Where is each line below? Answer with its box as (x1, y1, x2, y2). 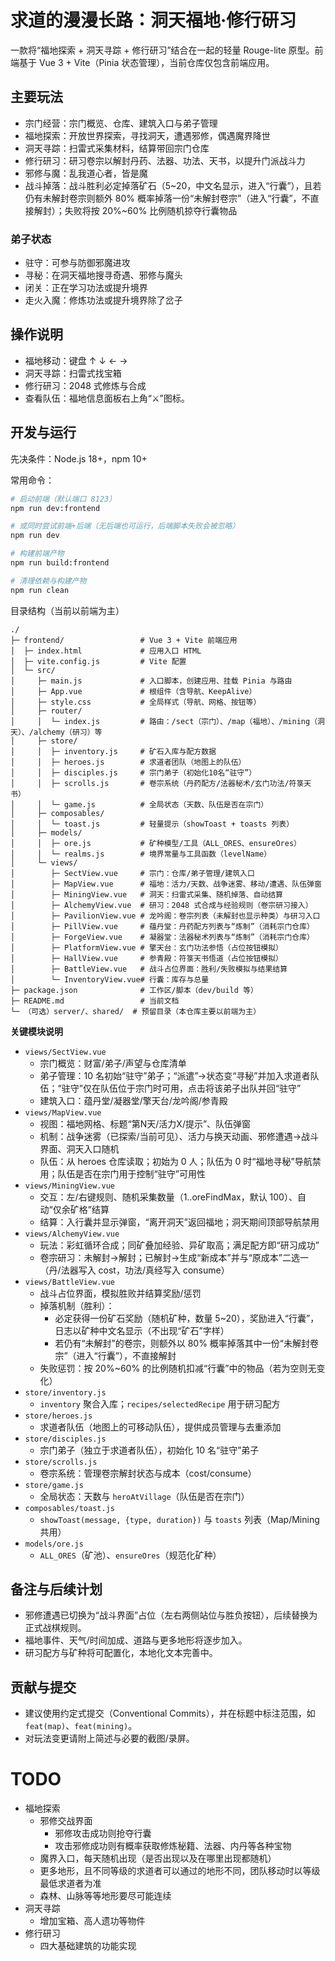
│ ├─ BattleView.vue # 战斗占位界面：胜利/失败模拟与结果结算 (10, 964, 288, 974)
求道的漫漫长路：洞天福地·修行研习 (10, 9, 297, 32)
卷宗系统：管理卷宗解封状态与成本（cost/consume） (39, 1467, 257, 1479)
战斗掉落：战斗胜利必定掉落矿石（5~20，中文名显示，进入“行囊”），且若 (24, 179, 322, 191)
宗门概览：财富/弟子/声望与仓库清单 (39, 1057, 187, 1069)
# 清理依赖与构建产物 (10, 576, 87, 586)
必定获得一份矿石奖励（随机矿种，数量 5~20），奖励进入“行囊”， (54, 1312, 320, 1324)
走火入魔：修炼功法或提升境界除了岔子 (24, 294, 183, 306)
